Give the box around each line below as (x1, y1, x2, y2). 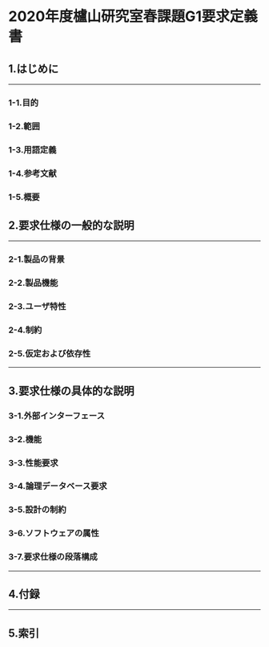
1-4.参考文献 (8, 168, 58, 179)
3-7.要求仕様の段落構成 (8, 551, 98, 563)
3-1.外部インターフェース (8, 410, 106, 421)
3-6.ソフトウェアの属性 (8, 527, 100, 539)
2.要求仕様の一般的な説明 (8, 218, 134, 232)
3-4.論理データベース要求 (8, 481, 107, 492)
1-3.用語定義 (8, 144, 57, 155)
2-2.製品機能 (8, 278, 58, 289)
